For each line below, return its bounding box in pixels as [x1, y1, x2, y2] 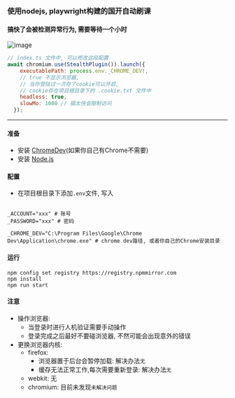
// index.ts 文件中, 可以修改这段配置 [7, 55, 109, 62]
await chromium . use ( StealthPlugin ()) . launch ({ [7, 61, 145, 68]
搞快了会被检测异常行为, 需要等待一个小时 [7, 25, 127, 33]
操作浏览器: [17, 314, 50, 322]
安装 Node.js [17, 155, 55, 163]
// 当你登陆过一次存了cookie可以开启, [20, 81, 119, 88]
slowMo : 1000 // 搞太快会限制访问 [20, 100, 112, 107]
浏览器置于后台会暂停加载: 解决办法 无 [38, 356, 145, 365]
